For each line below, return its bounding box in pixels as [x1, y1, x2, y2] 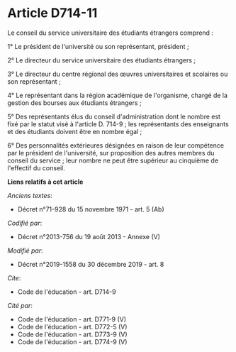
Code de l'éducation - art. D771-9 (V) [17, 314, 126, 324]
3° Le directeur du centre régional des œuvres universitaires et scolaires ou [7, 70, 228, 78]
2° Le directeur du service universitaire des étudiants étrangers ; [7, 55, 196, 65]
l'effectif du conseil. [7, 163, 66, 172]
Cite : [7, 273, 21, 282]
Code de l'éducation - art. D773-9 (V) [17, 330, 128, 339]
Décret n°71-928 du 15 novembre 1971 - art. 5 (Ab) [17, 204, 164, 214]
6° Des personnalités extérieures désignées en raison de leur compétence [7, 141, 225, 150]
